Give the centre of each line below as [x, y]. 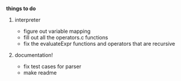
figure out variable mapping [57, 31]
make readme [40, 72]
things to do [21, 9]
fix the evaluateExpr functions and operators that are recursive [99, 44]
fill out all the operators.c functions [66, 37]
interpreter [28, 20]
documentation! [33, 55]
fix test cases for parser [52, 66]
